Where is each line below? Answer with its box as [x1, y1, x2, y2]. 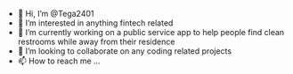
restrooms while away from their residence [17, 36, 175, 47]
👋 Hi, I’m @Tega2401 [17, 9, 94, 18]
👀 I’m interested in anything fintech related [17, 18, 174, 28]
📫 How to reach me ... [17, 55, 101, 66]
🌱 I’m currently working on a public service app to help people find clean [17, 27, 285, 37]
